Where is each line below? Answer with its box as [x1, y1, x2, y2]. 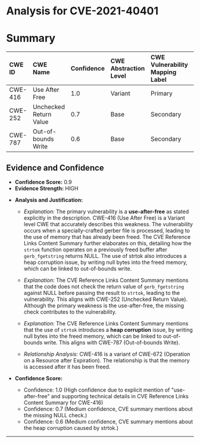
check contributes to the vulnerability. [23, 308, 117, 315]
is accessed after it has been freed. [23, 363, 111, 370]
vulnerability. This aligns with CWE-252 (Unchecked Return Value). [23, 296, 188, 303]
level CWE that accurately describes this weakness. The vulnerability [23, 220, 193, 227]
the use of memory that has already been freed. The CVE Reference [23, 233, 191, 240]
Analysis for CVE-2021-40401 [6, 4, 159, 18]
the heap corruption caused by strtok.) [23, 424, 119, 431]
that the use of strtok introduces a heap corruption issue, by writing [23, 326, 193, 333]
